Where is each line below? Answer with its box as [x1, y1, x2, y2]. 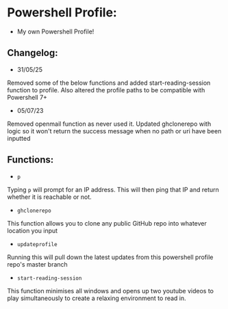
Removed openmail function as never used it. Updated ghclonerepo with [7, 120, 212, 128]
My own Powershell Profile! [16, 27, 94, 36]
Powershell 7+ [7, 93, 48, 101]
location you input [7, 226, 58, 234]
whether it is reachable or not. [7, 193, 92, 201]
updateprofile [16, 241, 58, 247]
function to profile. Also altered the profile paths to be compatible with [7, 85, 205, 94]
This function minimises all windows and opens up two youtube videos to [7, 286, 214, 295]
